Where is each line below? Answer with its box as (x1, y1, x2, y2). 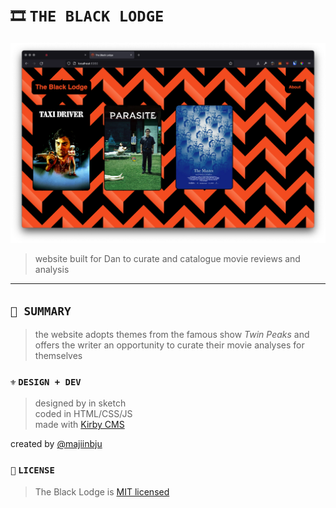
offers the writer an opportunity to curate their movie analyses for (34, 339, 305, 351)
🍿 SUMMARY (10, 304, 72, 318)
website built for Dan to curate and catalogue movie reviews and (34, 253, 301, 265)
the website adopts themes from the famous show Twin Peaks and (34, 329, 310, 341)
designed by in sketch (34, 397, 127, 409)
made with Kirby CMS (34, 419, 125, 431)
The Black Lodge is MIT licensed (34, 485, 170, 498)
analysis (34, 264, 70, 276)
